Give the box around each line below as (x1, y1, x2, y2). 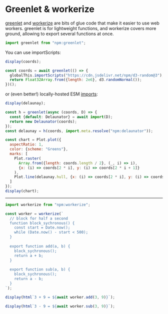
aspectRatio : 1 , (9, 142, 43, 147)
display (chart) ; (5, 188, 39, 193)
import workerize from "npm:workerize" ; (5, 202, 91, 207)
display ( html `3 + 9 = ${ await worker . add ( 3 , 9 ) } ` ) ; (5, 294, 115, 299)
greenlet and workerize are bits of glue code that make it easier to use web (5, 20, 160, 26)
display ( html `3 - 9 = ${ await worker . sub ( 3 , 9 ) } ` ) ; (5, 303, 115, 308)
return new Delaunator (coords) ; (9, 119, 77, 124)
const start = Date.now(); (14, 225, 70, 230)
